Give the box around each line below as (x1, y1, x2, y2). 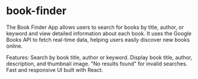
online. (6, 42, 23, 50)
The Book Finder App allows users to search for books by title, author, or (6, 24, 184, 31)
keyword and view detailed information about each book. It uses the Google (6, 29, 192, 37)
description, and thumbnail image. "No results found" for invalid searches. (6, 60, 188, 67)
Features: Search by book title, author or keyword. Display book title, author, (6, 54, 193, 61)
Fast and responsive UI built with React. (6, 66, 103, 73)
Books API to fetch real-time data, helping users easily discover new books (6, 36, 190, 43)
